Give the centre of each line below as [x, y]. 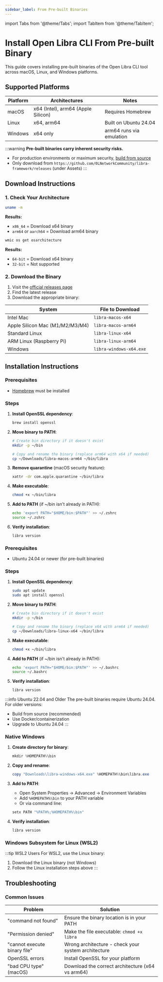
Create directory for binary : [40, 747]
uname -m [14, 208]
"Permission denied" [31, 934]
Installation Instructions [42, 366]
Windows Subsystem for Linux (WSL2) [52, 843]
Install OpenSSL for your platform [102, 958]
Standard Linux [25, 334]
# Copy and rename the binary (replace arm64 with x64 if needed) [81, 454]
